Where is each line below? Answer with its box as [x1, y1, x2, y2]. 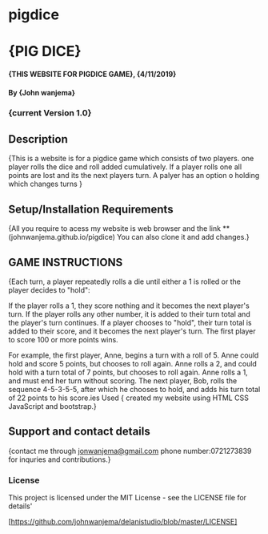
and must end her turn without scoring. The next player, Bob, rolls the [8, 375, 238, 386]
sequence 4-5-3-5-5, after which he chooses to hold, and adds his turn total [8, 384, 261, 394]
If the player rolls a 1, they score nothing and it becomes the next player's [8, 301, 250, 310]
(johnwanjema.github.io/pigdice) [8, 233, 116, 242]
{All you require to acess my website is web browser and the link [8, 224, 222, 233]
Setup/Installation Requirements [8, 202, 174, 216]
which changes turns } [8, 179, 82, 189]
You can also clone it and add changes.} [117, 233, 250, 242]
